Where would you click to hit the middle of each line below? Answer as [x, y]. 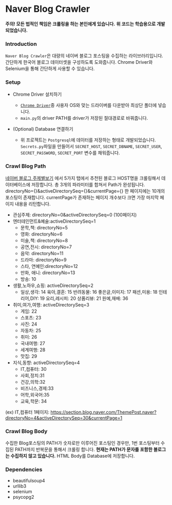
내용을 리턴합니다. [33, 204]
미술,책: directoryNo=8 [44, 240]
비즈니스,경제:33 [37, 388]
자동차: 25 [31, 330]
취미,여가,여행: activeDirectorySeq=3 [51, 304]
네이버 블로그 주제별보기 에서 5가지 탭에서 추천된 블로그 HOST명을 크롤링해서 [83, 178]
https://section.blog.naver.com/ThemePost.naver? [103, 412]
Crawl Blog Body [26, 431]
